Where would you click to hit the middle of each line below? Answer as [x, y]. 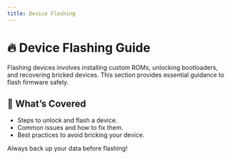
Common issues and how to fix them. [70, 128]
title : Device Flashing [41, 13]
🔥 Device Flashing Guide [79, 47]
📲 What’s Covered [47, 103]
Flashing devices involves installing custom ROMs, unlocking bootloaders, [112, 67]
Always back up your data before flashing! [67, 149]
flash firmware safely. [38, 82]
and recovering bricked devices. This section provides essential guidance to [116, 75]
